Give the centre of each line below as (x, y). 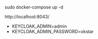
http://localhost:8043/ (27, 17)
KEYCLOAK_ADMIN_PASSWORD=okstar (53, 31)
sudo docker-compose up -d (34, 7)
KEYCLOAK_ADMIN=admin (39, 26)
